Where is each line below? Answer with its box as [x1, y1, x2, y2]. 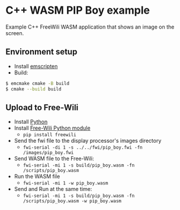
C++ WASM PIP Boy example [5, 4, 150, 17]
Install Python [14, 118, 48, 126]
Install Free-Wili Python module [14, 124, 91, 131]
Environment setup [5, 47, 78, 57]
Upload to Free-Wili [5, 102, 79, 112]
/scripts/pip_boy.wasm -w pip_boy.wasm [22, 198, 122, 204]
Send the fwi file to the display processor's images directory [14, 137, 162, 145]
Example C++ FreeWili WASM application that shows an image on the [5, 23, 175, 30]
